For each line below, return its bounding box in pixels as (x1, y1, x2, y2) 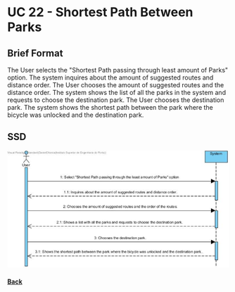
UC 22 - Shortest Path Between (7, 4, 193, 20)
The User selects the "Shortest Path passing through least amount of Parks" (7, 66, 229, 74)
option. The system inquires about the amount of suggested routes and (7, 73, 214, 82)
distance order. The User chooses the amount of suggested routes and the (7, 81, 224, 89)
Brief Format (7, 47, 63, 59)
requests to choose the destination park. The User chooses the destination (7, 96, 224, 104)
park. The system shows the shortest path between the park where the (7, 103, 213, 111)
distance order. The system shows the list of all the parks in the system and (7, 89, 227, 96)
